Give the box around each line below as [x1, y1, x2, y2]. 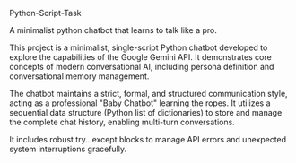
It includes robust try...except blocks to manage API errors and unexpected [9, 134, 287, 144]
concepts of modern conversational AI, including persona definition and [9, 62, 274, 72]
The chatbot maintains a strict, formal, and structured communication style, [9, 89, 289, 99]
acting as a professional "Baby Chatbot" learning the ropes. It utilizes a [9, 98, 271, 108]
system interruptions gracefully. [9, 143, 127, 154]
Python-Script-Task [9, 8, 82, 18]
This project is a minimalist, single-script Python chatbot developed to [9, 42, 268, 53]
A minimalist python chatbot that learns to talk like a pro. [9, 25, 218, 35]
